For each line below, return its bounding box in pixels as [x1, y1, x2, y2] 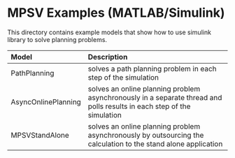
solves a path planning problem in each [87, 64, 217, 73]
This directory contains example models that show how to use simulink [7, 28, 212, 36]
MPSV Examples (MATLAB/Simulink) [7, 5, 225, 21]
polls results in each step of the [87, 101, 191, 111]
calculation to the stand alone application [87, 138, 223, 148]
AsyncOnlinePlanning [10, 96, 82, 106]
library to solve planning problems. [7, 35, 107, 43]
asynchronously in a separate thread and [87, 92, 222, 102]
